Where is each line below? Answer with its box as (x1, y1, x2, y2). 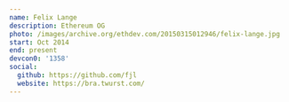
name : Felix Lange (9, 12, 77, 22)
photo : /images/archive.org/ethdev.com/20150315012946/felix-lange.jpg (9, 29, 280, 38)
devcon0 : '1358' (9, 54, 69, 63)
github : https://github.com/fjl (17, 71, 138, 80)
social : (9, 63, 38, 72)
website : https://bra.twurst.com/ (17, 79, 145, 88)
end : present (9, 46, 58, 55)
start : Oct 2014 (9, 37, 69, 47)
